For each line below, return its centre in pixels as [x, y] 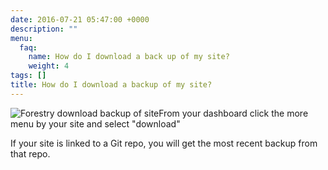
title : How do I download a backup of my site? [111, 85]
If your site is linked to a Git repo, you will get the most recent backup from [164, 143]
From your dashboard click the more [233, 113]
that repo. [30, 153]
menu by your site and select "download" [95, 123]
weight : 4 [49, 66]
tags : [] [28, 76]
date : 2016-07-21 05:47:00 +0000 [80, 19]
